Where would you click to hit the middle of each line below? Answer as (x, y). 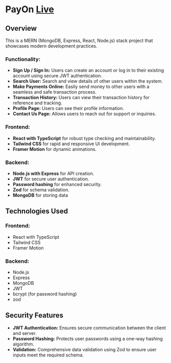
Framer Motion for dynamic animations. (55, 149)
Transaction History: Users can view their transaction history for (81, 98)
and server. (25, 333)
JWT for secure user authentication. (51, 179)
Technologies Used (36, 211)
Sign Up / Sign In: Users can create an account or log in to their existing (88, 71)
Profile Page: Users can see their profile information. (68, 108)
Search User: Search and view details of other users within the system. (88, 81)
